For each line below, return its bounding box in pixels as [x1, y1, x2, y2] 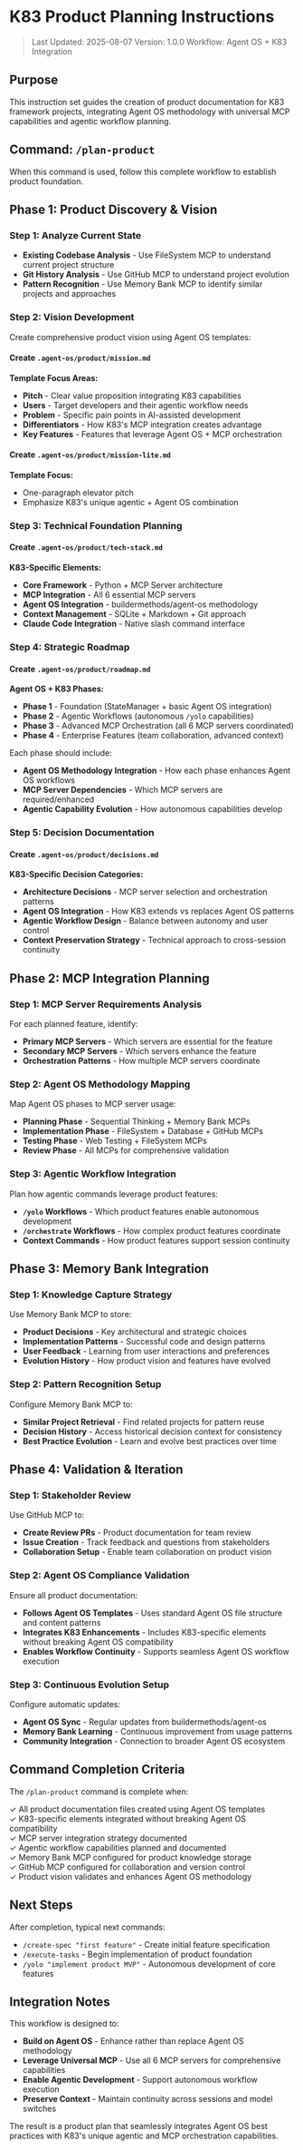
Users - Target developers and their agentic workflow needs [22, 399, 249, 410]
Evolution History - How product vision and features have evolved [22, 1355, 271, 1366]
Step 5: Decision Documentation [9, 826, 156, 839]
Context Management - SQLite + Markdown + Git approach [22, 609, 247, 620]
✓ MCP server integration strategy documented [9, 1832, 187, 1843]
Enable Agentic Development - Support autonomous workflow [22, 2075, 258, 2086]
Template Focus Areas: [9, 372, 99, 383]
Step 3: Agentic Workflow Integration [9, 1168, 176, 1180]
